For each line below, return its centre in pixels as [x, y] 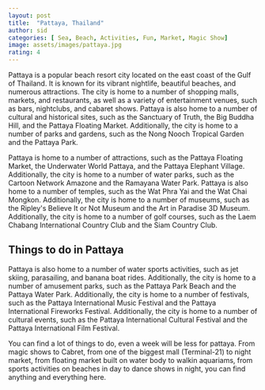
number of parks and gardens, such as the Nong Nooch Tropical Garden [126, 134]
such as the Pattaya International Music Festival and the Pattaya [112, 303]
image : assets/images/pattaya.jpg [65, 45]
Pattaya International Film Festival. [64, 328]
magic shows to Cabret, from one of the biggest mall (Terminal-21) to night [130, 352]
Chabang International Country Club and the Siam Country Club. [113, 225]
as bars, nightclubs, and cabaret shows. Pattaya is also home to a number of [133, 109]
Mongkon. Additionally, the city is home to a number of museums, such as [129, 200]
